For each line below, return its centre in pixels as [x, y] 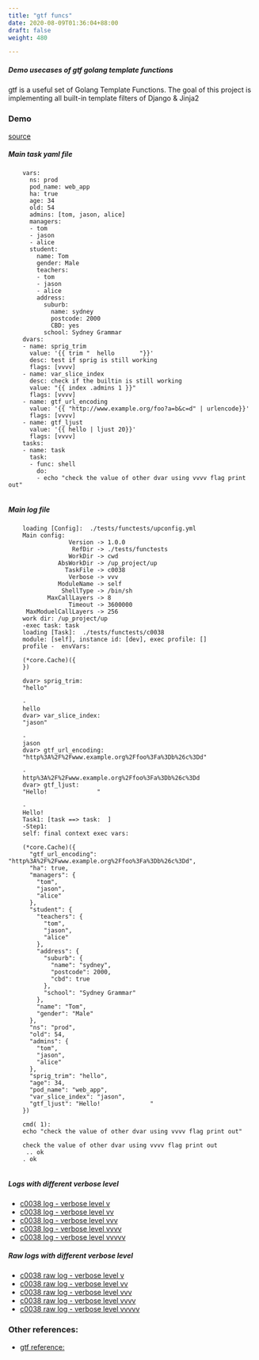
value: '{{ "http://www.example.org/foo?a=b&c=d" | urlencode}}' [139, 409]
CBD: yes [65, 326]
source [20, 136]
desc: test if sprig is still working [93, 360]
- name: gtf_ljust [53, 423]
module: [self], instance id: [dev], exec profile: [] [115, 640]
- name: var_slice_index [63, 374]
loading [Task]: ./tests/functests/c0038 [93, 633]
